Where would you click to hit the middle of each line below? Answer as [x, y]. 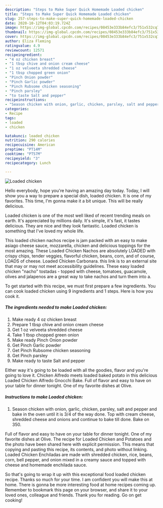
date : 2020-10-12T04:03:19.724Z [38, 23]
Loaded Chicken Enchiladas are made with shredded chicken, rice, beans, [79, 455]
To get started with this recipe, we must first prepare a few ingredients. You [81, 286]
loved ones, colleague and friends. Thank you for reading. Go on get [73, 495]
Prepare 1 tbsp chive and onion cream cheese [58, 325]
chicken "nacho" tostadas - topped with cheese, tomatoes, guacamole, [76, 271]
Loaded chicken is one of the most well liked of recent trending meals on [78, 215]
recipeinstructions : [26, 100]
